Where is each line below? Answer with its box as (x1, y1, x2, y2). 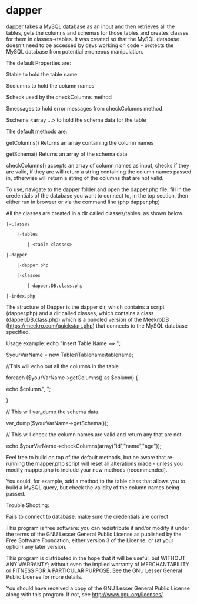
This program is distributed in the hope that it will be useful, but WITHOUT (6, 554, 186, 562)
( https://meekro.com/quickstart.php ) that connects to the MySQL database (6, 322, 188, 329)
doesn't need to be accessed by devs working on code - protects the (6, 42, 174, 49)
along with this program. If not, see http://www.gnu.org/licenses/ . (6, 590, 165, 598)
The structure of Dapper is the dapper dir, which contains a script (6, 303, 165, 311)
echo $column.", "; (6, 385, 51, 392)
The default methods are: (6, 128, 68, 135)
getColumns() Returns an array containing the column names (6, 139, 154, 146)
